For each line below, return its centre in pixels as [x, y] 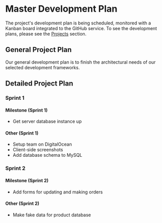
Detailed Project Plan [39, 84]
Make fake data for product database [52, 215]
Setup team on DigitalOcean [42, 144]
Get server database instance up [47, 121]
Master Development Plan [61, 9]
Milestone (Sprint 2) [27, 180]
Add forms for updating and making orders [58, 192]
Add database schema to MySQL [48, 155]
